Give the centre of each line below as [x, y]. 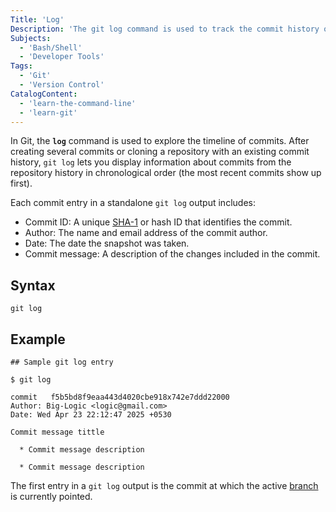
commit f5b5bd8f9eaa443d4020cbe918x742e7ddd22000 [120, 397]
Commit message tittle [57, 432]
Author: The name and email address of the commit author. [146, 233]
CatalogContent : [44, 94]
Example [38, 339]
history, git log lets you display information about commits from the [151, 162]
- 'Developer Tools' [62, 57]
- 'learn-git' [48, 112]
